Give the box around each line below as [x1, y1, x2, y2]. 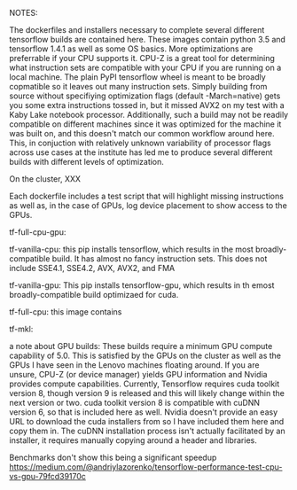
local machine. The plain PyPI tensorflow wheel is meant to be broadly [9, 72, 266, 82]
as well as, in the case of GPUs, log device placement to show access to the [9, 200, 288, 211]
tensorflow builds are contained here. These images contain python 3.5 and [9, 35, 286, 44]
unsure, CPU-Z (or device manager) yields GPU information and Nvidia [9, 369, 268, 379]
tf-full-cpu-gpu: [9, 227, 66, 237]
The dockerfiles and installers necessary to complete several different [9, 25, 265, 35]
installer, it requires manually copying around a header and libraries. [9, 435, 257, 446]
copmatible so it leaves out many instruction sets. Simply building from [9, 82, 268, 91]
